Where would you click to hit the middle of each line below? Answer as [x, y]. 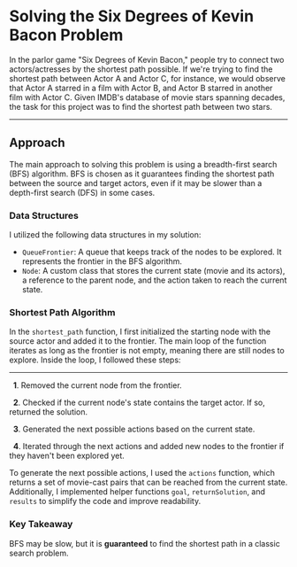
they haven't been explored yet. [67, 456]
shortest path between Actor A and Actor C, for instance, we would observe [147, 78]
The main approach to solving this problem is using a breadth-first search [143, 164]
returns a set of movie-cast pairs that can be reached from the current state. [148, 482]
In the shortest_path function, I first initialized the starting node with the [140, 332]
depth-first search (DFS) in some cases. [82, 192]
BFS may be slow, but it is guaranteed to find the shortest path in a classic [145, 543]
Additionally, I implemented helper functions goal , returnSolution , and [137, 492]
